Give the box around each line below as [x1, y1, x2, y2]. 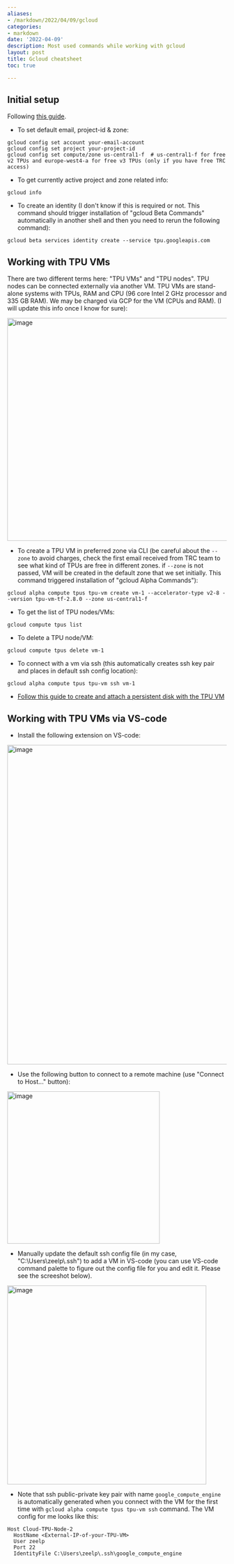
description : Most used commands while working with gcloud [7, 42, 186, 49]
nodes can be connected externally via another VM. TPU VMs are [7, 282, 196, 290]
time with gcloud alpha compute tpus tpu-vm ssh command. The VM [17, 1505, 214, 1513]
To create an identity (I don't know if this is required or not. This [17, 201, 201, 210]
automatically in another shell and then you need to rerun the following [17, 217, 221, 225]
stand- [196, 282, 216, 290]
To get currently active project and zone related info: [17, 175, 169, 185]
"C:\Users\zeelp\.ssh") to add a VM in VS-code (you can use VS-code [17, 1257, 219, 1265]
